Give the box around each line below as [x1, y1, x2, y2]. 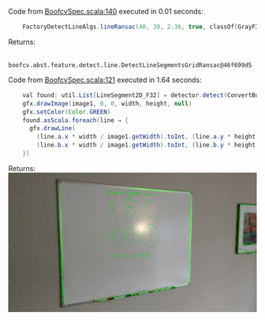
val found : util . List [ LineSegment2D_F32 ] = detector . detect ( [22, 91, 227, 99]
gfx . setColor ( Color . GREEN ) [22, 108, 111, 116]
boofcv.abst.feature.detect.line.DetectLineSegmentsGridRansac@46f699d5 [8, 61, 252, 69]
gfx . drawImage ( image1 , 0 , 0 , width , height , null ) [22, 99, 192, 107]
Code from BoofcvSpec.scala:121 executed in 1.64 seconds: [8, 75, 203, 84]
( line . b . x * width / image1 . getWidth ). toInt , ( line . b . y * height [36, 141, 256, 149]
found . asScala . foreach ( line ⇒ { [22, 116, 129, 125]
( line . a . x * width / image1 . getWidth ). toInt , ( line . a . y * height [36, 133, 256, 141]
